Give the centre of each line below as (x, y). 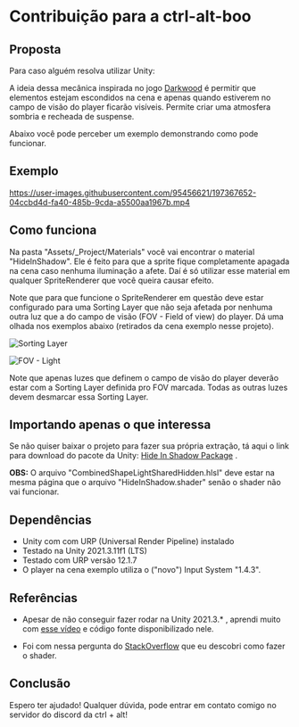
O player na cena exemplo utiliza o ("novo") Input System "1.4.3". (141, 570)
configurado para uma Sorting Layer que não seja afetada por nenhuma (141, 307)
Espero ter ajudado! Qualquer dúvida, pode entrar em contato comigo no (143, 705)
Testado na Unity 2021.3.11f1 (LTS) (84, 551)
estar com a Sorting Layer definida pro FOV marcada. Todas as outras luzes (149, 387)
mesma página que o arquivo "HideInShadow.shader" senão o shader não (145, 483)
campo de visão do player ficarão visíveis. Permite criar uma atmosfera (140, 107)
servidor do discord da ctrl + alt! (68, 715)
